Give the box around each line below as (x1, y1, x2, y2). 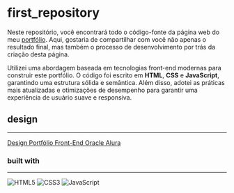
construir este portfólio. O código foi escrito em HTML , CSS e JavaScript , (7, 71, 219, 79)
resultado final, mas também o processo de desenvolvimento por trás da (7, 43, 216, 51)
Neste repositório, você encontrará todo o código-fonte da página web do (7, 28, 220, 36)
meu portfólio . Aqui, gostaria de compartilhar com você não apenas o (7, 35, 207, 43)
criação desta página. (7, 50, 70, 59)
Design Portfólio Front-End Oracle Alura (7, 138, 121, 147)
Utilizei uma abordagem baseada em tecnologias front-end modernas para (7, 63, 221, 72)
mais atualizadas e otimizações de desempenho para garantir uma (7, 86, 198, 94)
